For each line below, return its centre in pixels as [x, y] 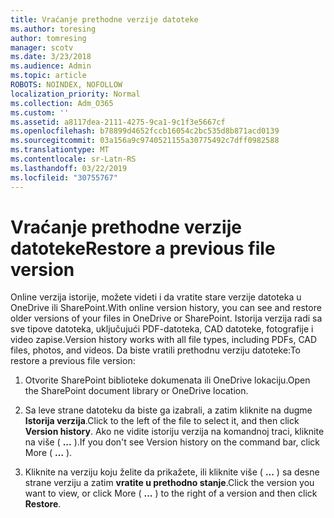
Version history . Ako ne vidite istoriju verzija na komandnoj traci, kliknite [174, 432]
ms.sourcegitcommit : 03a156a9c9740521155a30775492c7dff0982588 [145, 141]
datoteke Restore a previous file [143, 248]
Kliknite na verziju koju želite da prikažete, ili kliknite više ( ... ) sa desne [172, 472]
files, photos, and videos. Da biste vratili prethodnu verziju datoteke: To [155, 350]
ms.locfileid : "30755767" [64, 177]
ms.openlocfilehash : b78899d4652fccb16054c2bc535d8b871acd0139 [145, 131]
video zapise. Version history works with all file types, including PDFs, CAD [164, 340]
